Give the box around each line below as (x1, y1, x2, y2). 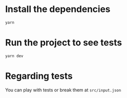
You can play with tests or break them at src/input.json (5, 86, 121, 93)
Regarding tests (5, 70, 73, 81)
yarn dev (5, 53, 24, 58)
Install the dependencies (5, 3, 110, 15)
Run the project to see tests (5, 37, 122, 48)
